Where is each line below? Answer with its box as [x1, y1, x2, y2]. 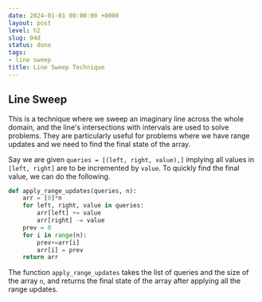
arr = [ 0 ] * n [22, 194, 62, 203]
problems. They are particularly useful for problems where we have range [8, 130, 250, 140]
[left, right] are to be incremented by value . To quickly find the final [8, 163, 240, 172]
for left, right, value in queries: [22, 202, 145, 210]
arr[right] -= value [37, 216, 105, 225]
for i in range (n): [22, 231, 88, 239]
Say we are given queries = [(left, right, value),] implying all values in [8, 154, 255, 164]
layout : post [8, 19, 52, 27]
